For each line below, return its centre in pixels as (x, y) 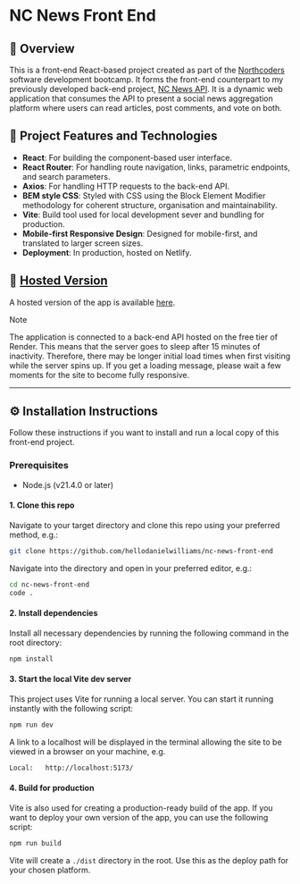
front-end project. (42, 442)
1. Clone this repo (42, 505)
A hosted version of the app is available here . (92, 302)
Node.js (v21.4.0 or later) (68, 484)
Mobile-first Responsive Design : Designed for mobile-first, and (140, 233)
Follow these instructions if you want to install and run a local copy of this (144, 433)
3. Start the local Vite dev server (71, 679)
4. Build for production (52, 788)
